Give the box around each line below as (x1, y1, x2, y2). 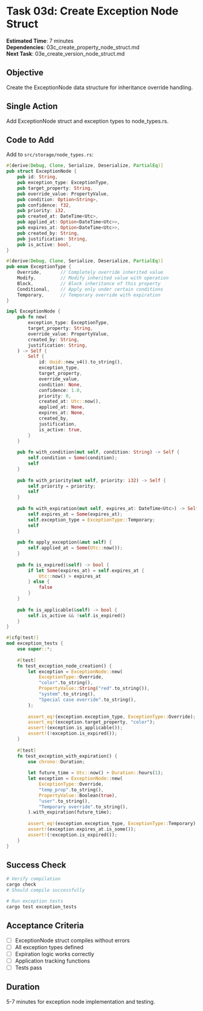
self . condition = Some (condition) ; (28, 455, 118, 461)
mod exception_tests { (6, 640, 63, 646)
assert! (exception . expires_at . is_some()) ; (28, 826, 137, 832)
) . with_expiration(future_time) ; (28, 809, 112, 815)
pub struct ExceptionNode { (6, 168, 77, 174)
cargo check (6, 881, 36, 888)
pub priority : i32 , (17, 208, 66, 214)
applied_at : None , (38, 404, 85, 410)
